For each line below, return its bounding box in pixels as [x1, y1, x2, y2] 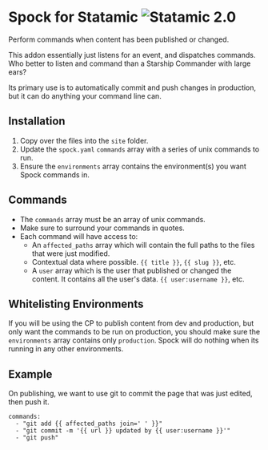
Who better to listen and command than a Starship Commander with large [8, 59, 251, 68]
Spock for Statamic [8, 8, 138, 26]
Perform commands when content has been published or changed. [8, 34, 230, 44]
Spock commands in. [19, 169, 90, 180]
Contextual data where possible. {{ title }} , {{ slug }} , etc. [31, 257, 236, 266]
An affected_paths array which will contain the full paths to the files [31, 240, 255, 249]
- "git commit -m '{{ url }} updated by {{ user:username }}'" [15, 427, 230, 435]
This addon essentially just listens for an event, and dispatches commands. [8, 50, 256, 59]
